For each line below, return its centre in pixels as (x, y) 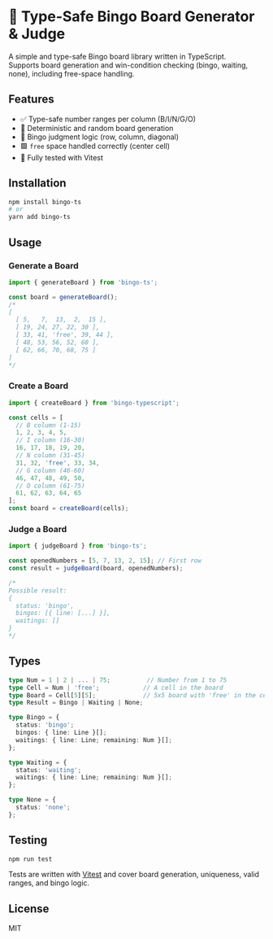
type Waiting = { (38, 762)
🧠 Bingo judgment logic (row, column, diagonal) (100, 137)
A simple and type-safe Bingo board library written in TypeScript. (117, 56)
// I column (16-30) (50, 440)
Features (31, 100)
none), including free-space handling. (71, 73)
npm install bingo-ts (45, 202)
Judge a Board (38, 529)
